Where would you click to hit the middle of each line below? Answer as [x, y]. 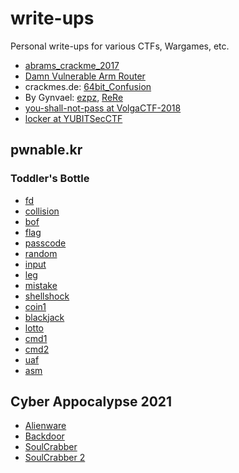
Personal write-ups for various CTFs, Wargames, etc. [120, 46]
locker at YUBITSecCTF [73, 118]
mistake [41, 285]
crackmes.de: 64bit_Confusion [88, 86]
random [41, 253]
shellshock [47, 296]
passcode [45, 243]
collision [42, 211]
